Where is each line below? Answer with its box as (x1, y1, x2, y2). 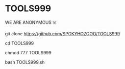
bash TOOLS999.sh (5, 59, 45, 65)
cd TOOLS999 (5, 40, 34, 46)
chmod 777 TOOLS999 (5, 49, 51, 55)
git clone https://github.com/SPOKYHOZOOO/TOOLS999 (5, 30, 120, 37)
